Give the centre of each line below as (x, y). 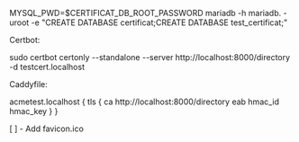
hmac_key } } (34, 111)
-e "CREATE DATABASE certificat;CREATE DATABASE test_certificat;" (159, 22)
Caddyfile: (28, 84)
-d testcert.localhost (47, 67)
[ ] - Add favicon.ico (46, 129)
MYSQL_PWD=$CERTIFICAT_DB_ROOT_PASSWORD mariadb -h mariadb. (145, 13)
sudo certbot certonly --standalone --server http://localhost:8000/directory (150, 57)
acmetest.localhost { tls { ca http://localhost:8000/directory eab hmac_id (145, 102)
